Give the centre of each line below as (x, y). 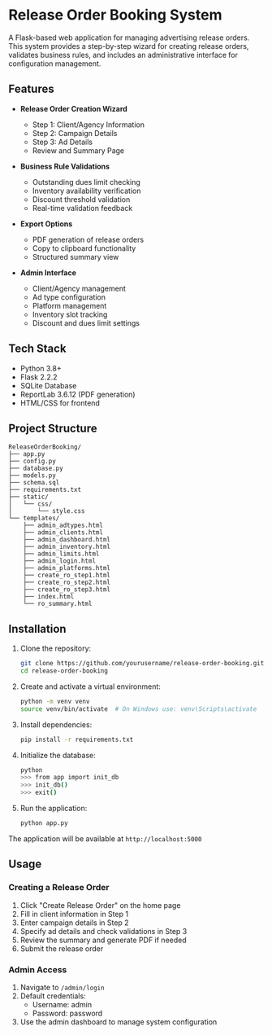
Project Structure (53, 428)
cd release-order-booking (64, 671)
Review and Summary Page (78, 150)
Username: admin (62, 1004)
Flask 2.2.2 (39, 377)
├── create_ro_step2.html (67, 583)
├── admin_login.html (59, 561)
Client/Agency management (79, 288)
